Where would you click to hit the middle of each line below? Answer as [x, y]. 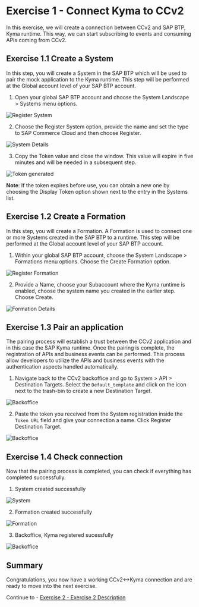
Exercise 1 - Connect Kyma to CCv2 [95, 11]
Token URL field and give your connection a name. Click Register [93, 420]
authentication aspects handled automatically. [62, 367]
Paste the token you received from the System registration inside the [99, 414]
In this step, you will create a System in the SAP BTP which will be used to [97, 73]
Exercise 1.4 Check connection [64, 457]
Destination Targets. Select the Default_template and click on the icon [100, 385]
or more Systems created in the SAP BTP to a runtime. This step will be [93, 237]
